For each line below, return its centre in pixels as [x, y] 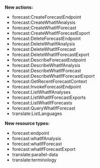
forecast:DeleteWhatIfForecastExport [51, 54]
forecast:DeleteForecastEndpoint [46, 38]
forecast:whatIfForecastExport [44, 149]
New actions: [19, 7]
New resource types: [27, 123]
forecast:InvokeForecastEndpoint [46, 87]
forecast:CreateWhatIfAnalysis [44, 22]
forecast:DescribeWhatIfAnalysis [46, 65]
